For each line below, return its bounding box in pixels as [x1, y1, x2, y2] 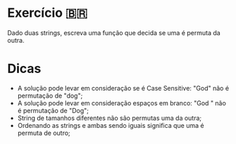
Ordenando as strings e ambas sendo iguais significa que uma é [17, 121, 204, 129]
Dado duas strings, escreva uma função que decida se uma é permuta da [7, 28, 221, 37]
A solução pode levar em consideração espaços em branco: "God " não [17, 98, 227, 107]
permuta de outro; [17, 129, 70, 137]
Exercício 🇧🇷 [7, 5, 88, 21]
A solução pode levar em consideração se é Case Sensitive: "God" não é [17, 84, 230, 92]
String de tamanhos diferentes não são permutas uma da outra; [17, 114, 202, 122]
